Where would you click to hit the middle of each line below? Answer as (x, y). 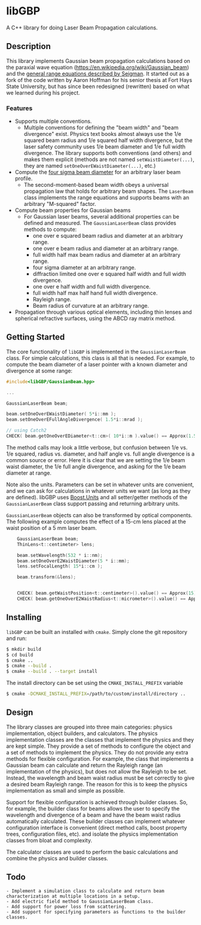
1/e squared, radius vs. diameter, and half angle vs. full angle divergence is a (100, 454)
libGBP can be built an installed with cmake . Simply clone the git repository (97, 632)
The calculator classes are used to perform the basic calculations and (92, 852)
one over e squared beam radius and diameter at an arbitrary (108, 236)
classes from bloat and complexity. (49, 840)
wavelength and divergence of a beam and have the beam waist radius (94, 815)
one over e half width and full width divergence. (92, 287)
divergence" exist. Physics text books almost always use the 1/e (102, 134)
